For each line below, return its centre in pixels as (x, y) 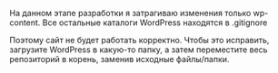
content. (25, 23)
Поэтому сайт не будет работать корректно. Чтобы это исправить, (139, 40)
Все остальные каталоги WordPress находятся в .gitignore (155, 23)
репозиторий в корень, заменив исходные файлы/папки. (119, 59)
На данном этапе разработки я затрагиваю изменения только (130, 13)
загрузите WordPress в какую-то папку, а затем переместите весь (139, 50)
